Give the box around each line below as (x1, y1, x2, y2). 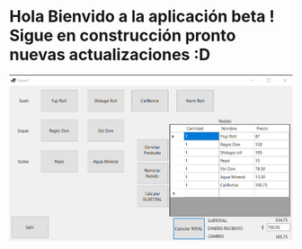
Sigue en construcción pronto (9, 25, 236, 46)
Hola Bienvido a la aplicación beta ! (9, 6, 275, 27)
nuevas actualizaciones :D (9, 45, 211, 65)
